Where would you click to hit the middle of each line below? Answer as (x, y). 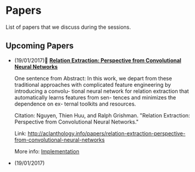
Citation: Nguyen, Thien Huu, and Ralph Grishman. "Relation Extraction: (102, 115)
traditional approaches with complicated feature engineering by (92, 85)
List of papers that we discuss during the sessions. (68, 27)
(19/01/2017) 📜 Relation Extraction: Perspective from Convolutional (98, 60)
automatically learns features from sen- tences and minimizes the (95, 97)
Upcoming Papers (40, 46)
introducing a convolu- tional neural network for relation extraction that (101, 91)
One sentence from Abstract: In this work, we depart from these (93, 78)
